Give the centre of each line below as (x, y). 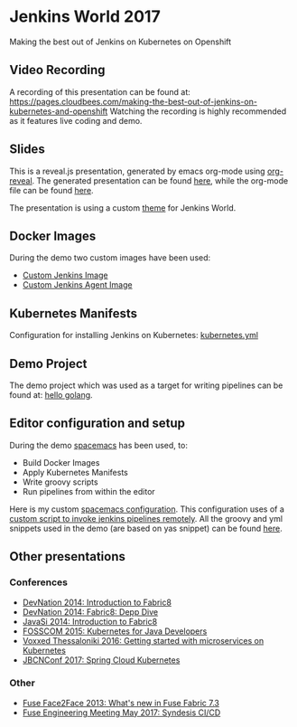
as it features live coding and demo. (76, 120)
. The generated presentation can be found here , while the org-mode (160, 180)
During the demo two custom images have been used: (110, 258)
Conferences (38, 582)
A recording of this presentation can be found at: (100, 91)
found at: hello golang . (51, 395)
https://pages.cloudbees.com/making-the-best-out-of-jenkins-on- (133, 101)
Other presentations (68, 557)
